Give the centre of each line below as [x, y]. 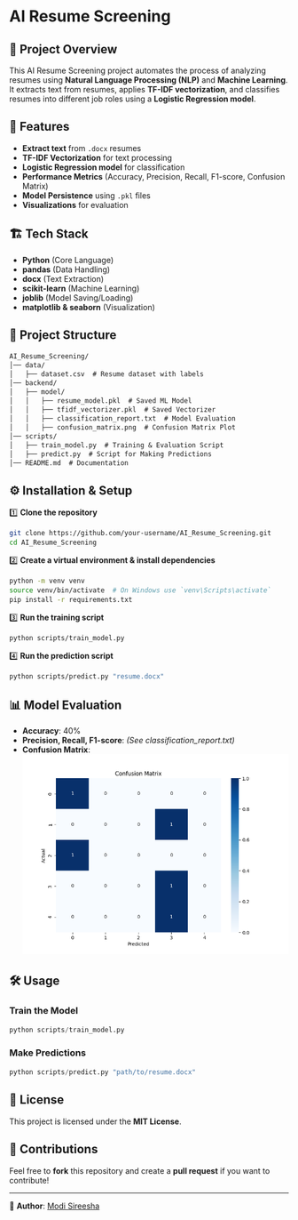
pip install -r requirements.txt [71, 599]
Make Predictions [48, 1053]
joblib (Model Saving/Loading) [78, 297]
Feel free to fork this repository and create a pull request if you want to [140, 1170]
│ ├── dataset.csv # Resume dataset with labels [106, 374]
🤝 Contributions [54, 1149]
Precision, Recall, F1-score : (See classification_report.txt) [128, 741]
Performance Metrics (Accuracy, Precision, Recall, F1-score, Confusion [153, 176]
